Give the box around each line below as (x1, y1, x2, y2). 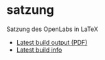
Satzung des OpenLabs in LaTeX (6, 25, 99, 33)
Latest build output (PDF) (16, 38, 88, 46)
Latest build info (16, 46, 62, 54)
